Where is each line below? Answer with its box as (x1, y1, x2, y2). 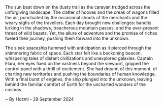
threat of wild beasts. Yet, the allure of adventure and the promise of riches (5, 30, 158, 36)
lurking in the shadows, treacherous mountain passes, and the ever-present (5, 25, 159, 31)
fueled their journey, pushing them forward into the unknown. (5, 35, 130, 41)
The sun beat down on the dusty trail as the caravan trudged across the (5, 4, 151, 10)
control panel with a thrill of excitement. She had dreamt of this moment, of (5, 66, 158, 72)
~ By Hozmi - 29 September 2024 (5, 96, 74, 102)
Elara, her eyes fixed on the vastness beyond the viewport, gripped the (5, 61, 149, 66)
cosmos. (5, 87, 23, 92)
